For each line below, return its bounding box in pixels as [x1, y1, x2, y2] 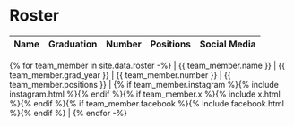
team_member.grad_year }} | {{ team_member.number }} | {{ [9, 69, 231, 80]
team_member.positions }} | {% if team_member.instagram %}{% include [9, 79, 280, 89]
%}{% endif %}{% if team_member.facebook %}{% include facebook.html [9, 97, 285, 108]
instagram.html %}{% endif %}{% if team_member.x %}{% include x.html [9, 89, 281, 99]
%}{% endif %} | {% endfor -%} [9, 107, 128, 118]
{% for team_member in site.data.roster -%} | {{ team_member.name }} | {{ [9, 60, 286, 71]
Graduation [48, 38, 98, 50]
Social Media [199, 38, 256, 50]
